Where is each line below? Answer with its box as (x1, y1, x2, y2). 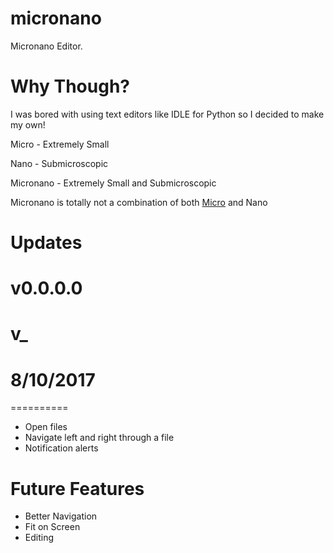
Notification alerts (24, 442, 99, 454)
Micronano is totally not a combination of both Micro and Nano (10, 196, 268, 208)
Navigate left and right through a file (24, 432, 175, 444)
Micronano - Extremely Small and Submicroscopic (10, 177, 217, 189)
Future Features (10, 477, 145, 500)
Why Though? (10, 75, 131, 98)
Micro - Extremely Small (10, 138, 110, 150)
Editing (24, 532, 55, 544)
